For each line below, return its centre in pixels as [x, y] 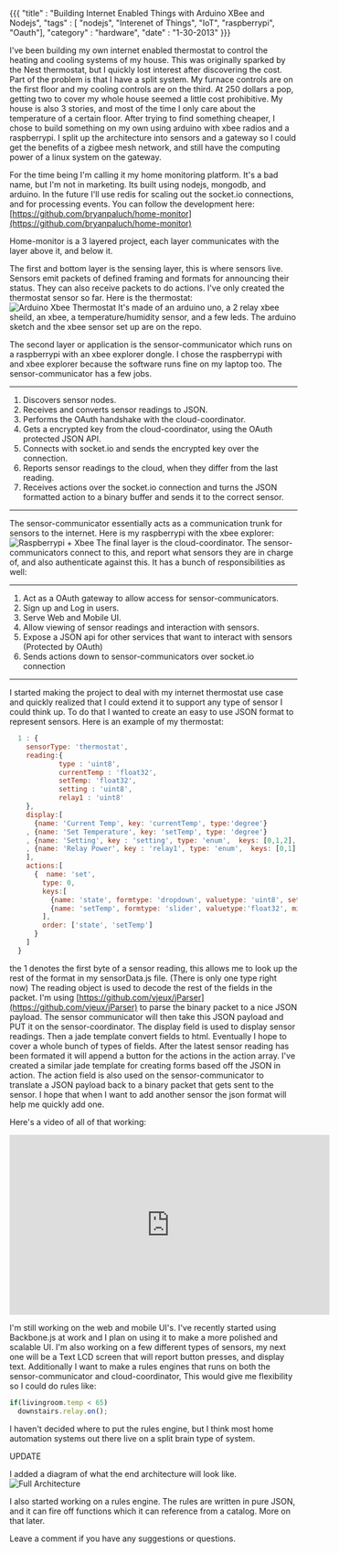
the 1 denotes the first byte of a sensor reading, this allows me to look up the [154, 968]
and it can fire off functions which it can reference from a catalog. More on [150, 1511]
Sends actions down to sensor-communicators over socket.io [138, 656]
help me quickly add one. [57, 1104]
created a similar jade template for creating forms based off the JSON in [145, 1065]
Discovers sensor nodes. [69, 400]
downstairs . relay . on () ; [63, 1411]
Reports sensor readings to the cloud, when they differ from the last [150, 468]
